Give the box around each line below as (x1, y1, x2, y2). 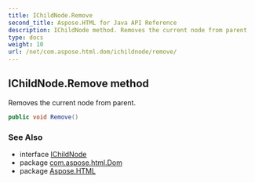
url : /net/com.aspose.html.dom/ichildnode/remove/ (8, 48, 177, 56)
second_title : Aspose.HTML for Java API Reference (8, 19, 177, 27)
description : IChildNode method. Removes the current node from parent (8, 26, 247, 34)
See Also (8, 131, 43, 142)
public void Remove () (8, 113, 79, 121)
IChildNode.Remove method (8, 77, 149, 90)
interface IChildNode (19, 149, 87, 159)
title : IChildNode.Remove (8, 11, 93, 20)
